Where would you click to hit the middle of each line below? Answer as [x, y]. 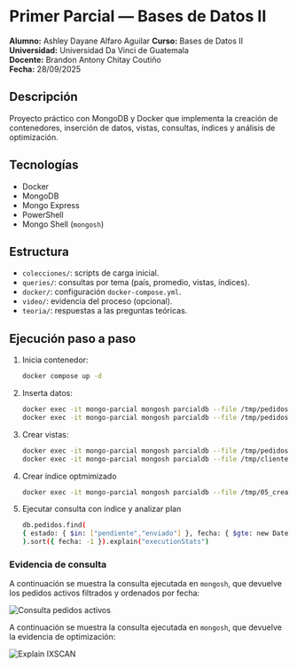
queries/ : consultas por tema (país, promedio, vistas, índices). [136, 283]
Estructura [39, 251]
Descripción [43, 97]
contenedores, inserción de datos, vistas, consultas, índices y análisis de [142, 128]
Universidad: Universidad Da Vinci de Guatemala [99, 50]
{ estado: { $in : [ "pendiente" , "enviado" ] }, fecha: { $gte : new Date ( [157, 533]
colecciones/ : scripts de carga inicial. [90, 273]
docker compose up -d [62, 377]
